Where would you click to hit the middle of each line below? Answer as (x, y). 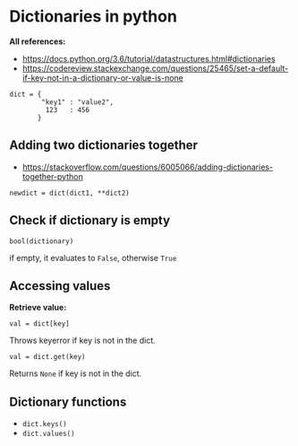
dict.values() (48, 434)
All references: (38, 41)
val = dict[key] (39, 324)
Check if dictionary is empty (90, 220)
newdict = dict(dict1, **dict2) (69, 193)
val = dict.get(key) (48, 357)
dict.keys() (44, 424)
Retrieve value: (38, 308)
